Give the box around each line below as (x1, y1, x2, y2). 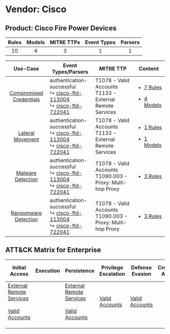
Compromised (9, 90, 44, 96)
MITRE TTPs (50, 39, 80, 46)
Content (139, 65, 159, 72)
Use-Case (13, 65, 39, 72)
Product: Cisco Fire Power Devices (5, 24, 117, 32)
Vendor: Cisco (5, 4, 67, 15)
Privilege (101, 264, 123, 271)
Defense (131, 264, 152, 271)
